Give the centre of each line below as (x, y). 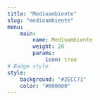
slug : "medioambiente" (40, 20)
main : (28, 33)
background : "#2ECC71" (53, 79)
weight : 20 (49, 46)
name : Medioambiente (63, 40)
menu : (15, 27)
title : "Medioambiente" (42, 14)
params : (44, 54)
